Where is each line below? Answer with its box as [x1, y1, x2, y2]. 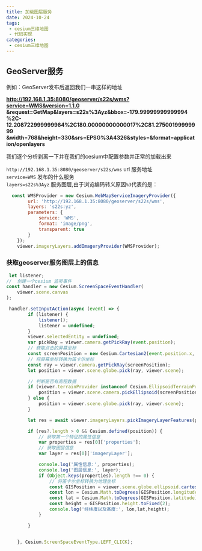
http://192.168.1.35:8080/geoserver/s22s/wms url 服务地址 [6, 165, 153, 172]
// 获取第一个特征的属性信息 [38, 433, 101, 440]
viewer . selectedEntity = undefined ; [28, 334, 120, 340]
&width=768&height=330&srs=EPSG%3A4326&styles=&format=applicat [6, 134, 195, 141]
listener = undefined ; [38, 323, 96, 329]
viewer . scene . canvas [17, 289, 69, 295]
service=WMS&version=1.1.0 [6, 102, 80, 109]
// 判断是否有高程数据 [28, 378, 76, 385]
